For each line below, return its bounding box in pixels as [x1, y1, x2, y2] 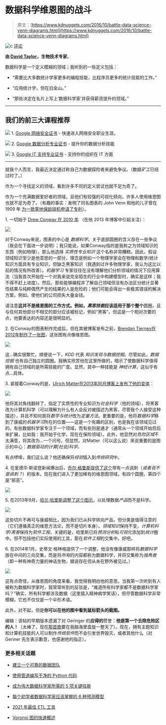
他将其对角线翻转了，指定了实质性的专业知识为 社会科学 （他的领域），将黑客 [5, 400, 159, 406]
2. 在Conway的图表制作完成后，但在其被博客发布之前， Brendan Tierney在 [5, 325, 156, 331]
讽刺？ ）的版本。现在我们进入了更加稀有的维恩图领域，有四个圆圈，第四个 [9, 471, 161, 477]
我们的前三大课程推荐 [5, 116, 70, 124]
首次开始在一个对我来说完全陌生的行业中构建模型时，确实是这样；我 [22, 273, 161, 279]
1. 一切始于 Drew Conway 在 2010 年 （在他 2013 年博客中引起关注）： [5, 216, 147, 222]
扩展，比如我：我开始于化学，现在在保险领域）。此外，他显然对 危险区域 [9, 431, 155, 437]
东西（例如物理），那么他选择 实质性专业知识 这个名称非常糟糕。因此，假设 [5, 249, 157, 255]
